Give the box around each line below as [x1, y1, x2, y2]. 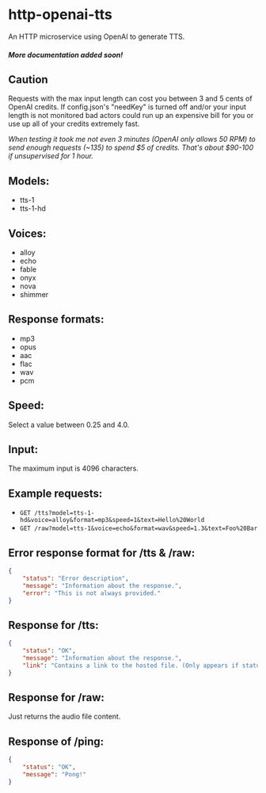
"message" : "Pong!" [22, 770, 87, 778]
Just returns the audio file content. [8, 711, 121, 722]
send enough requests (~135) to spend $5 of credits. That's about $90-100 [8, 143, 254, 152]
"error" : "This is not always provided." [22, 589, 161, 597]
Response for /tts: [8, 618, 99, 631]
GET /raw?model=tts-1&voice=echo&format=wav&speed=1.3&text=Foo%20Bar [19, 524, 258, 532]
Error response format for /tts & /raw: [8, 546, 196, 559]
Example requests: [8, 486, 103, 500]
